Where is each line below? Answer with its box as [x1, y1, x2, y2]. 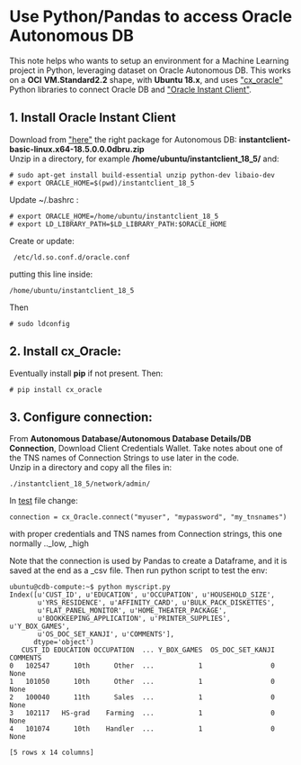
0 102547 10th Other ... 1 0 [9, 661, 276, 670]
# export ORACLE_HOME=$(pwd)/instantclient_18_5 [9, 178, 195, 187]
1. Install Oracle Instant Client [9, 110, 177, 125]
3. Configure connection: [9, 409, 153, 424]
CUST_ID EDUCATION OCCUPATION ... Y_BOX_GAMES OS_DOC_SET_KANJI [21, 646, 276, 655]
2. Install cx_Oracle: [9, 344, 122, 360]
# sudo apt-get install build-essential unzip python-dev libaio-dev [9, 170, 276, 179]
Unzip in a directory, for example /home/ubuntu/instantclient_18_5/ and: [9, 153, 280, 164]
